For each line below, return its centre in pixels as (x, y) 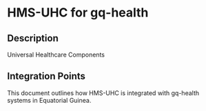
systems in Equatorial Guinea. (49, 100)
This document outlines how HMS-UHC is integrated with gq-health (103, 93)
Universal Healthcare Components (56, 54)
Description (33, 38)
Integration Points (47, 76)
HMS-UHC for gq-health (78, 13)
